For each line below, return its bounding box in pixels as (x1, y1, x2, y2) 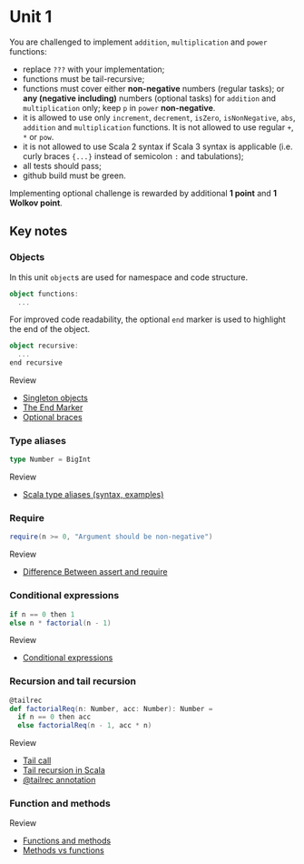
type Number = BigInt (9, 455, 92, 465)
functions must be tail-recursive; (22, 73, 145, 84)
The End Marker (22, 402, 83, 413)
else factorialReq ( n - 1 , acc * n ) (17, 721, 152, 730)
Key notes (9, 224, 68, 239)
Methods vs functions (22, 845, 104, 856)
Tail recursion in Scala (22, 765, 106, 776)
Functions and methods (22, 835, 112, 847)
